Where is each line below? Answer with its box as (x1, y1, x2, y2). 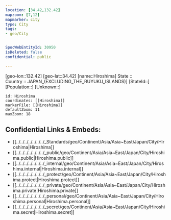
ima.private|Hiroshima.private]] (12, 187, 78, 194)
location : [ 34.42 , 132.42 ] (5, 7, 60, 13)
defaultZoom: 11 (5, 107, 40, 112)
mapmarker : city (5, 17, 40, 22)
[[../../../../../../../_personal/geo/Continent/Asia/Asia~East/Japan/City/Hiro (12, 193, 164, 199)
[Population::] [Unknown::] (5, 84, 61, 90)
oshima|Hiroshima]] (12, 144, 55, 151)
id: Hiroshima (5, 93, 36, 99)
